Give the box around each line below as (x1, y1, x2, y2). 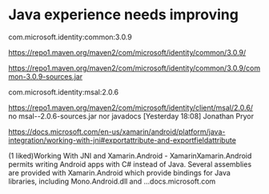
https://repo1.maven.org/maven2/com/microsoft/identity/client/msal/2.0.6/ (8, 103, 254, 112)
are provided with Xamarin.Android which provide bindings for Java (8, 168, 231, 177)
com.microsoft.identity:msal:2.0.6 (8, 87, 118, 97)
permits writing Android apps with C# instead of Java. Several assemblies (8, 159, 252, 169)
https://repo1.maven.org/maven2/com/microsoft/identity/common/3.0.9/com (8, 63, 261, 73)
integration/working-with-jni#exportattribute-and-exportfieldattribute (8, 135, 236, 145)
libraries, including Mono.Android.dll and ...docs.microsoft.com (8, 176, 216, 186)
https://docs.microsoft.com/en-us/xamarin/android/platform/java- (8, 127, 226, 136)
